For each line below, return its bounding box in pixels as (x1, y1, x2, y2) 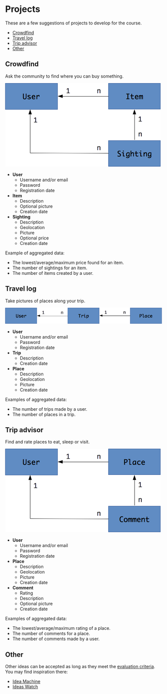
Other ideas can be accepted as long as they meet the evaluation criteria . (5, 664, 156, 670)
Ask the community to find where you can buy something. (5, 73, 124, 79)
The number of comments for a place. (12, 631, 90, 637)
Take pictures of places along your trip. (5, 298, 85, 304)
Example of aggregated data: (5, 250, 65, 256)
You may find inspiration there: (5, 669, 68, 675)
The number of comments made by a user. (12, 636, 100, 642)
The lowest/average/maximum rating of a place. (12, 625, 111, 631)
